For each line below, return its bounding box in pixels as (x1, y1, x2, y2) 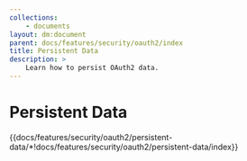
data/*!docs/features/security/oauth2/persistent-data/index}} (9, 141, 239, 152)
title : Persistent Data (9, 47, 99, 56)
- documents (25, 22, 70, 31)
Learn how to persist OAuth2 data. (25, 64, 160, 73)
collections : (9, 13, 59, 22)
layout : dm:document (9, 30, 87, 39)
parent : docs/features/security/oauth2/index (9, 38, 183, 48)
